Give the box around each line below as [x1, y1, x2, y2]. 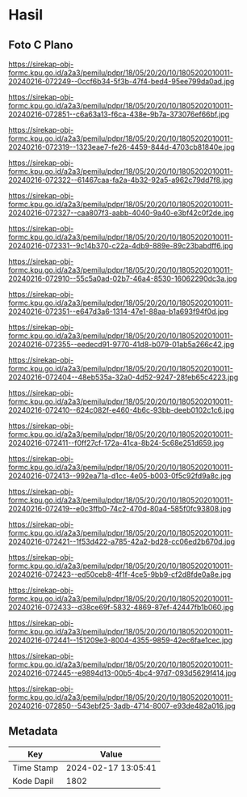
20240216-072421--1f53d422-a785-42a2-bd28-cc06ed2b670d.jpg [8, 536, 236, 546]
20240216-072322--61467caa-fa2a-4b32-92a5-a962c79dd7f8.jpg [8, 176, 233, 184]
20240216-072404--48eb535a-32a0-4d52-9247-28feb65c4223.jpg [8, 372, 239, 382]
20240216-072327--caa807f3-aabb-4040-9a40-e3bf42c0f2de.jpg [8, 208, 234, 218]
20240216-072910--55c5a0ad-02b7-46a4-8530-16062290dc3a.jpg [8, 273, 237, 283]
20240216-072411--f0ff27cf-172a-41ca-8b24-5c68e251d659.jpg [8, 439, 224, 447]
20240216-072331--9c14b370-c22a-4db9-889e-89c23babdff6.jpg [8, 241, 234, 250]
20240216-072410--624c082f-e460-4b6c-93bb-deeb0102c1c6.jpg [8, 405, 235, 414]
